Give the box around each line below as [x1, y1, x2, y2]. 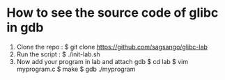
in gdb [6, 19, 44, 35]
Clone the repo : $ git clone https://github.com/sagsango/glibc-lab [16, 42, 208, 51]
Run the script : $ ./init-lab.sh [16, 50, 100, 58]
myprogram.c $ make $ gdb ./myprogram [16, 65, 136, 73]
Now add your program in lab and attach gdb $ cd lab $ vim [16, 57, 189, 65]
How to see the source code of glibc [6, 5, 219, 21]
